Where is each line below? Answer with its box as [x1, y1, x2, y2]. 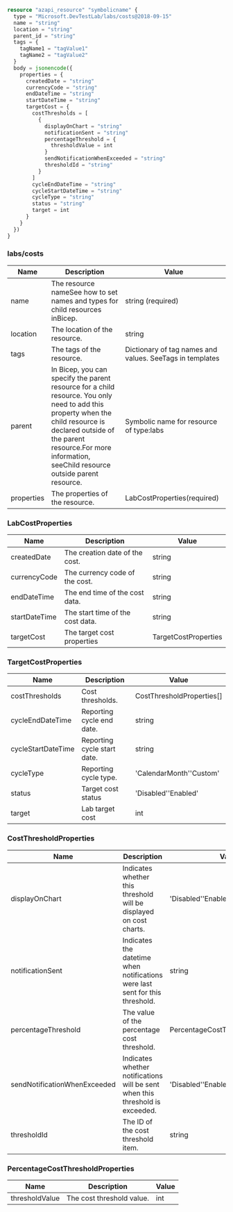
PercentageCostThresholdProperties [7, 1163, 135, 1173]
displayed [122, 906, 155, 916]
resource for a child [51, 382, 115, 392]
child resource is [51, 417, 105, 426]
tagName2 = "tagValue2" [19, 52, 89, 59]
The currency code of [64, 568, 135, 578]
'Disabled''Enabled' [135, 788, 199, 798]
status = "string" [32, 200, 85, 208]
